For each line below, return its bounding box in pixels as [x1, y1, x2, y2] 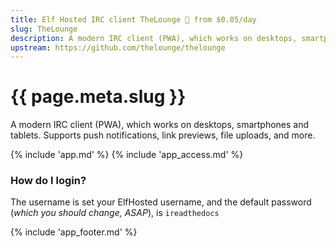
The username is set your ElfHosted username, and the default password [10, 196, 312, 208]
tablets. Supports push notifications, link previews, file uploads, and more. [10, 129, 316, 141]
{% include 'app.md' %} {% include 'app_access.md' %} [10, 149, 244, 161]
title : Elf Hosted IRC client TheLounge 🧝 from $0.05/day [10, 14, 257, 25]
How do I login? [10, 174, 87, 188]
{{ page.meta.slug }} [10, 86, 187, 108]
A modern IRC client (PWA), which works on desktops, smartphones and [10, 119, 310, 131]
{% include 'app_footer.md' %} [10, 226, 138, 238]
